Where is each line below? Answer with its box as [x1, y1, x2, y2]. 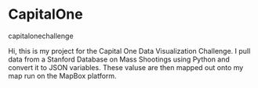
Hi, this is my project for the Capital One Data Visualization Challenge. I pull [8, 46, 251, 55]
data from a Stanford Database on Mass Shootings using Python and [8, 55, 230, 64]
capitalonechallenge [8, 31, 74, 40]
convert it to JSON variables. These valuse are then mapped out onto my [8, 62, 244, 72]
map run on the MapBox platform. [8, 71, 117, 80]
